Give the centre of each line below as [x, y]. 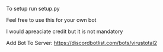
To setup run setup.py [33, 9]
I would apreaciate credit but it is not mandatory [65, 31]
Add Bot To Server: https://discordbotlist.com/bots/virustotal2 [81, 43]
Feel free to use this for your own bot [51, 20]
